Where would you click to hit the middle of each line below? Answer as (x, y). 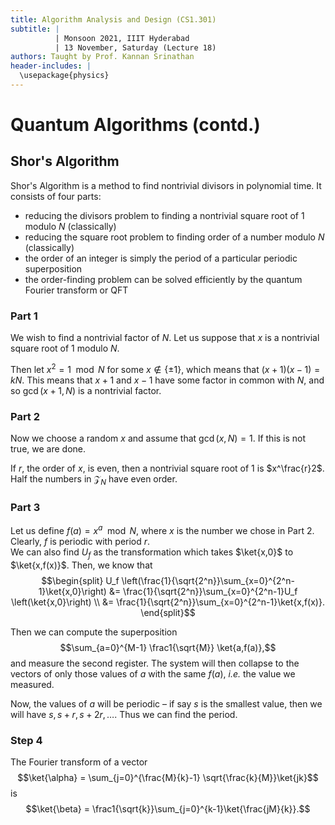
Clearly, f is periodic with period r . (80, 541)
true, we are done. (48, 449)
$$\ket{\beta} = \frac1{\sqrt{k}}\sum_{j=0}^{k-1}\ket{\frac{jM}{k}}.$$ (168, 808)
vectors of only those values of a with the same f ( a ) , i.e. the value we (153, 673)
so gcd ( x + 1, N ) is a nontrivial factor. (86, 390)
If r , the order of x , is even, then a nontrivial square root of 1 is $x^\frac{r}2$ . (167, 468)
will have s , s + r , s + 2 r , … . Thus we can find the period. (124, 714)
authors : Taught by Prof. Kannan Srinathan (102, 57)
